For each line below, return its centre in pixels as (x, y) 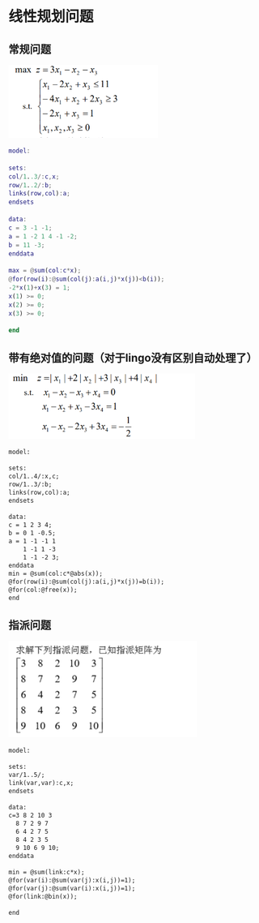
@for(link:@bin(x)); (43, 897)
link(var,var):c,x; (41, 783)
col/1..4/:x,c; (34, 477)
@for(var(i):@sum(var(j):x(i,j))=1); (72, 881)
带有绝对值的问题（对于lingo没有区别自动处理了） (133, 358)
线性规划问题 (51, 17)
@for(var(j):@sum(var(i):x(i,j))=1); (72, 889)
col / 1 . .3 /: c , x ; (34, 176)
